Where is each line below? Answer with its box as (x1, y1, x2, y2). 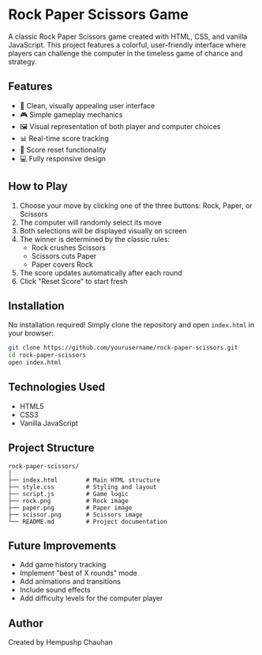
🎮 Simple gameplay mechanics (19, 109, 123, 119)
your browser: (8, 328, 54, 338)
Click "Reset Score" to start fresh (19, 276, 128, 286)
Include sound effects (19, 585, 91, 595)
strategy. (8, 57, 37, 66)
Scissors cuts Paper (31, 251, 97, 260)
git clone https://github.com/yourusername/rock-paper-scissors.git (8, 344, 238, 352)
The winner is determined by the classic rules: (19, 234, 170, 244)
